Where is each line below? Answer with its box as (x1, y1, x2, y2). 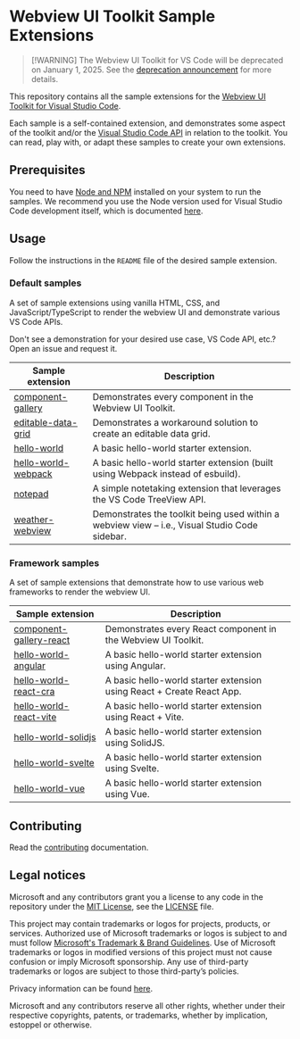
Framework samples (9, 556, 100, 569)
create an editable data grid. (92, 427, 211, 439)
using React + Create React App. (104, 686, 242, 698)
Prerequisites (9, 162, 86, 178)
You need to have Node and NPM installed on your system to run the (9, 186, 262, 197)
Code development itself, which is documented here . (9, 205, 204, 216)
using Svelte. (104, 762, 160, 775)
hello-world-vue (13, 783, 86, 795)
